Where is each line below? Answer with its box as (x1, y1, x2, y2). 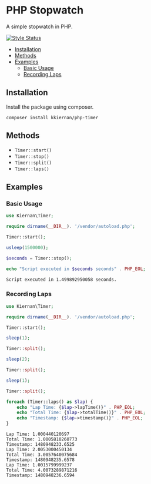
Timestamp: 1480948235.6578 (6, 457, 75, 463)
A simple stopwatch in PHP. (6, 23, 73, 30)
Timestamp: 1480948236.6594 (6, 472, 75, 479)
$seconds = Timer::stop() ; (6, 255, 72, 261)
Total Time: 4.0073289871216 (6, 468, 78, 473)
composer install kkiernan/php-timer (6, 115, 99, 120)
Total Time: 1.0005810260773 (6, 436, 78, 442)
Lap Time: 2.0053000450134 (6, 447, 72, 453)
